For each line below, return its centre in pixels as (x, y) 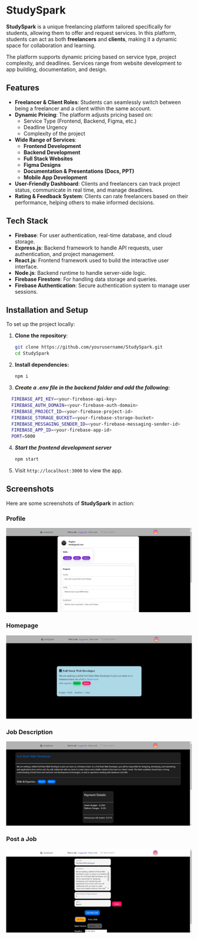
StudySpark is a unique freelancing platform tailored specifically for (89, 27)
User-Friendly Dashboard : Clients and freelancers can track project (98, 183)
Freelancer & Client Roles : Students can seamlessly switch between (98, 102)
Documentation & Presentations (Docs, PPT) (79, 171)
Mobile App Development (55, 177)
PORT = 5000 (23, 436)
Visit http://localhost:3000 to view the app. (68, 470)
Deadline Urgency (45, 127)
